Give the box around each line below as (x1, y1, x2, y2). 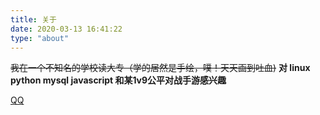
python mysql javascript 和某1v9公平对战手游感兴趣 (10, 74, 227, 86)
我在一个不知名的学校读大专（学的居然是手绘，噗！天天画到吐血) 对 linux (10, 62, 311, 74)
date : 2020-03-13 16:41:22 (10, 24, 123, 34)
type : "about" (10, 33, 70, 43)
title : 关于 (10, 14, 57, 25)
